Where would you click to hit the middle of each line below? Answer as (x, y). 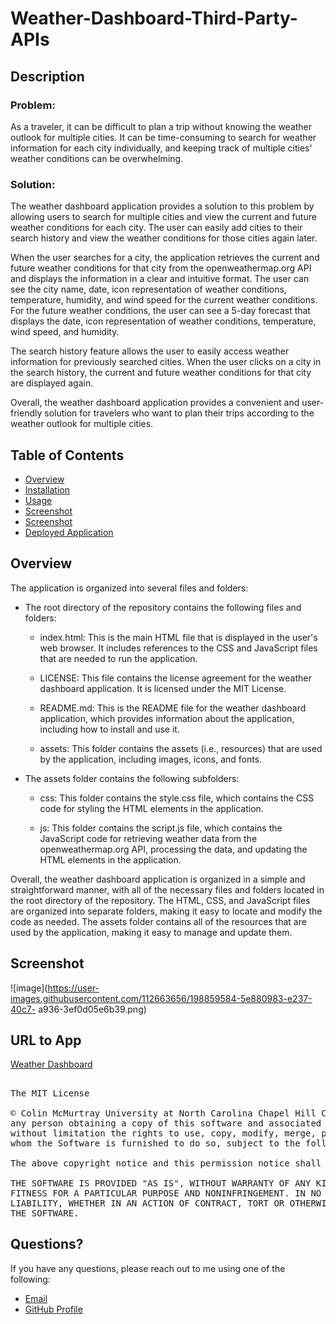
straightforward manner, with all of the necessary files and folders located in (167, 889)
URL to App (46, 1040)
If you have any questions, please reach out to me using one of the (148, 1268)
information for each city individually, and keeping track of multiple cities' (161, 148)
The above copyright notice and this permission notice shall (166, 1163)
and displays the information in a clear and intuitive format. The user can (160, 279)
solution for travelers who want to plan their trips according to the (179, 413)
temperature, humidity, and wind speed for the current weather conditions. (164, 300)
